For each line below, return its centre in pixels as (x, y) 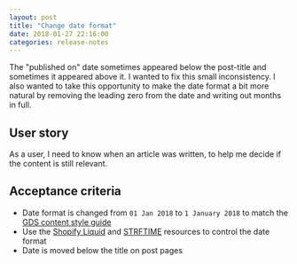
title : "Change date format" (63, 26)
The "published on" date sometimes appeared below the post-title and (138, 67)
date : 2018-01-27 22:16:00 (59, 34)
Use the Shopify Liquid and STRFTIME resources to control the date (146, 231)
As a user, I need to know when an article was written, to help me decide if (145, 154)
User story (39, 132)
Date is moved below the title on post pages (102, 250)
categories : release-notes (59, 42)
